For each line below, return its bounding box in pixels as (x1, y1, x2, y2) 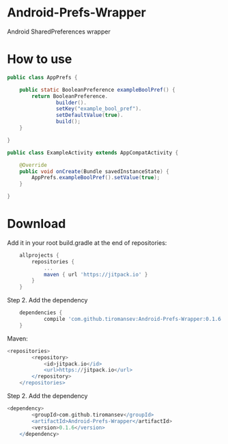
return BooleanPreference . (31, 92, 109, 100)
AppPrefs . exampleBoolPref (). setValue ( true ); (31, 174, 160, 181)
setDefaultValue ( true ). (55, 112, 124, 119)
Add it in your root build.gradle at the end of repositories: (7, 238, 167, 247)
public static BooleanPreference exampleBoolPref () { (19, 86, 175, 93)
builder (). (55, 99, 87, 106)
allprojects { (19, 252, 59, 259)
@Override (19, 161, 48, 168)
